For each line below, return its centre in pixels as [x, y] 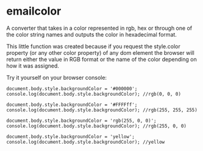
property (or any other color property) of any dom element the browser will [101, 52]
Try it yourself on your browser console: [57, 77]
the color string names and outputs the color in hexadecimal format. [91, 34]
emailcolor [34, 11]
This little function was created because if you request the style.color [94, 46]
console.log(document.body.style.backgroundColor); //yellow [86, 142]
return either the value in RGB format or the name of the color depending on [101, 59]
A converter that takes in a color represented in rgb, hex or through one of [99, 28]
